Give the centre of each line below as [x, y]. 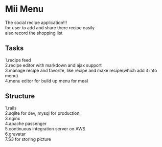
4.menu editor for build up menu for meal [46, 81]
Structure [20, 96]
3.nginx [13, 118]
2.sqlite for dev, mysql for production [42, 113]
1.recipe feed [18, 60]
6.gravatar [15, 134]
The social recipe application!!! [36, 22]
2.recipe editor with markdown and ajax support [53, 65]
